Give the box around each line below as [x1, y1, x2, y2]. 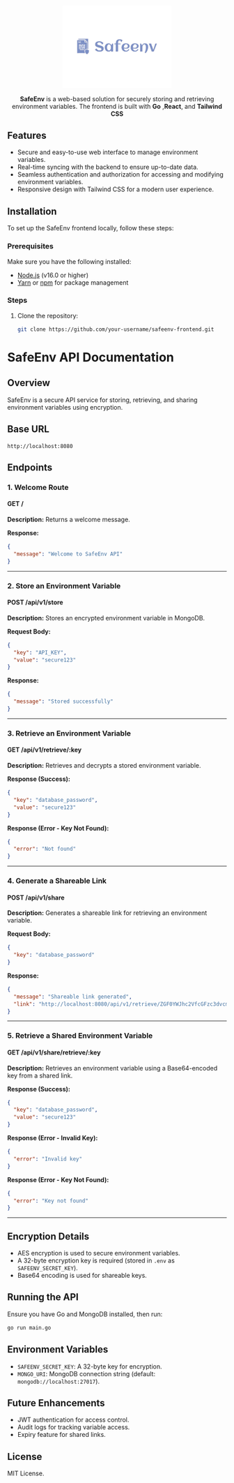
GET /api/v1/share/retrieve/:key [7, 1048, 101, 1057]
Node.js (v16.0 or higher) [17, 271, 89, 279]
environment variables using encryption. [7, 403, 123, 411]
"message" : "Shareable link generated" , [13, 993, 132, 1000]
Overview [7, 377, 51, 389]
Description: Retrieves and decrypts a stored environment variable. [7, 761, 201, 770]
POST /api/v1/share [7, 893, 65, 902]
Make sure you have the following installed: [7, 257, 132, 266]
